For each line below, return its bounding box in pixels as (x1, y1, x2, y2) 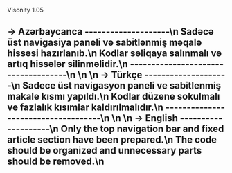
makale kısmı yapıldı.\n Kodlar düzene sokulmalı (7, 91, 220, 102)
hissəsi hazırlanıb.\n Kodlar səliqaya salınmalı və (7, 48, 222, 60)
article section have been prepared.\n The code (7, 134, 217, 146)
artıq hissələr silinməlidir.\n (7, 58, 128, 70)
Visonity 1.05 (7, 6, 44, 14)
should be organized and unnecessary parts (7, 145, 202, 156)
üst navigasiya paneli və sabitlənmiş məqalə (7, 37, 202, 48)
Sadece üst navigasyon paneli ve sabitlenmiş (22, 80, 222, 92)
